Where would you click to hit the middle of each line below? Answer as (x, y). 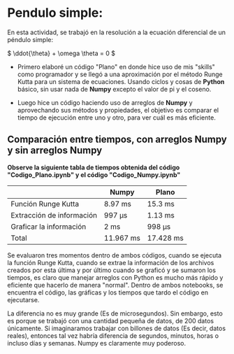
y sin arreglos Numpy (55, 151)
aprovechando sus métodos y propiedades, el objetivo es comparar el (118, 110)
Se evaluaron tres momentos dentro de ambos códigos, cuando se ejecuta (115, 255)
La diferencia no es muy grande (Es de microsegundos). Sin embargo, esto (115, 313)
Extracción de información (54, 215)
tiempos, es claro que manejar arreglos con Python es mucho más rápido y (115, 277)
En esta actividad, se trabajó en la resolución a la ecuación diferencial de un (116, 32)
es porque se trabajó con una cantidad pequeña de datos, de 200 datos (111, 320)
